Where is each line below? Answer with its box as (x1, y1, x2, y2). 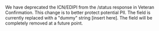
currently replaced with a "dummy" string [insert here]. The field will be (5, 15, 152, 20)
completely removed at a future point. (5, 20, 83, 26)
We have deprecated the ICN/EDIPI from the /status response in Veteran (5, 4, 154, 10)
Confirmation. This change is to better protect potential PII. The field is (5, 9, 150, 15)
